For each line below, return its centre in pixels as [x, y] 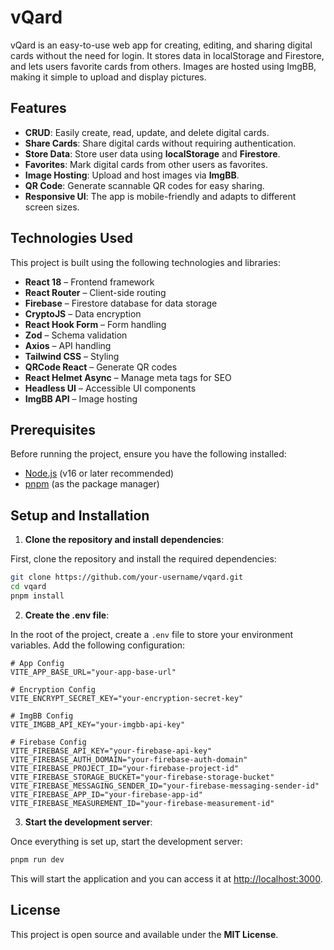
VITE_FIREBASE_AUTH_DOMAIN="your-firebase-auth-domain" [129, 759]
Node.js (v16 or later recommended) [99, 473]
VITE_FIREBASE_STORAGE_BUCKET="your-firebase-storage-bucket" [142, 777]
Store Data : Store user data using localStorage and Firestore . [152, 153]
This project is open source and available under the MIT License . [144, 934]
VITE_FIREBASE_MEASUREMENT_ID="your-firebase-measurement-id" [142, 803]
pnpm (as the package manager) [92, 484]
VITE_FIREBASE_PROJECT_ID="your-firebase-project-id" [125, 768]
